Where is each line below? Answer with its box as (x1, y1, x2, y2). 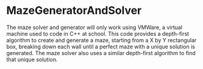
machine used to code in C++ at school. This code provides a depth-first (6, 30, 190, 37)
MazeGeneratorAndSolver (6, 4, 142, 18)
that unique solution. (6, 56, 58, 63)
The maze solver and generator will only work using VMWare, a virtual (6, 24, 183, 31)
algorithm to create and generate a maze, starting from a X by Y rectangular (6, 36, 197, 44)
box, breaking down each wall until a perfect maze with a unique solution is (6, 43, 195, 50)
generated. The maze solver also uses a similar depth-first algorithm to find (6, 49, 196, 56)
